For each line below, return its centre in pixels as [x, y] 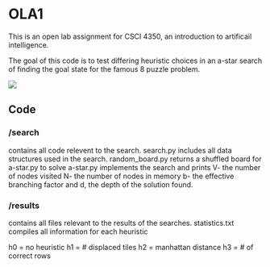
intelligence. [29, 44]
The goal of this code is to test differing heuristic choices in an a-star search [135, 60]
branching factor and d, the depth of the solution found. [101, 184]
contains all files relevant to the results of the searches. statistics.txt [121, 223]
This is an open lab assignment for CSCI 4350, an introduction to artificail [130, 36]
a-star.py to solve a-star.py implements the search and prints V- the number [135, 167]
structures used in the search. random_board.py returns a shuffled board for [135, 159]
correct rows [29, 256]
